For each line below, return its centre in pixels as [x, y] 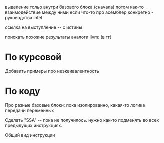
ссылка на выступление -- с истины [44, 27]
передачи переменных [30, 110]
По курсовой [33, 57]
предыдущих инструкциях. [34, 125]
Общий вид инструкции [30, 135]
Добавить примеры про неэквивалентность [52, 71]
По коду [23, 91]
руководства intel [24, 18]
